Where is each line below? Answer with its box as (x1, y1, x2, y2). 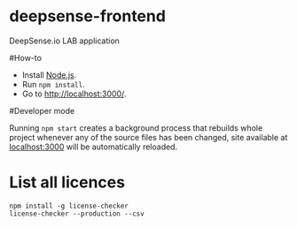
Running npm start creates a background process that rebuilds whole (9, 122, 263, 133)
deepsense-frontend (9, 6, 167, 26)
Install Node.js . (21, 69, 77, 80)
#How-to (9, 52, 43, 63)
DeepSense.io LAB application (9, 35, 120, 46)
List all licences (9, 172, 126, 193)
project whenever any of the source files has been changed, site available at (9, 132, 288, 142)
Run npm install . (21, 79, 86, 89)
